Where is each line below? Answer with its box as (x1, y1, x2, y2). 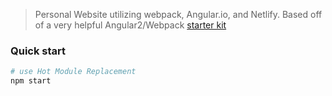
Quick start (10, 44, 67, 58)
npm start (10, 76, 52, 86)
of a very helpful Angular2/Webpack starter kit (34, 19, 227, 31)
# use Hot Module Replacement (10, 67, 137, 77)
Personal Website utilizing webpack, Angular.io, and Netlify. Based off (34, 9, 323, 20)
